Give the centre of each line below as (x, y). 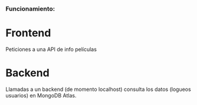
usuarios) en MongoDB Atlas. (41, 95)
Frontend (28, 33)
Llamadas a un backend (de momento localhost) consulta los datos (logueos (98, 89)
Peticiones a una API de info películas (51, 49)
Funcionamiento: (30, 9)
